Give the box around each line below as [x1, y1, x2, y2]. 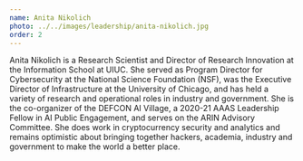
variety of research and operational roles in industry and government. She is [9, 93, 295, 104]
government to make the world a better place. [9, 141, 181, 152]
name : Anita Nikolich [9, 13, 92, 23]
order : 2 [9, 30, 43, 39]
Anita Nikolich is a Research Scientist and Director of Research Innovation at [9, 55, 295, 66]
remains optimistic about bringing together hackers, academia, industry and [9, 132, 293, 143]
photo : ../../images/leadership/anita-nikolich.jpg [9, 22, 209, 31]
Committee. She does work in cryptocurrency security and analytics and [9, 122, 280, 133]
